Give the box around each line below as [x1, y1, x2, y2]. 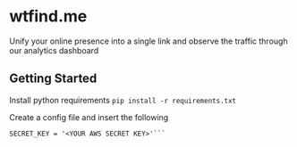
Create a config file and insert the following [9, 111, 169, 122]
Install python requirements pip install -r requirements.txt [9, 94, 237, 105]
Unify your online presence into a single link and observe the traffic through [9, 36, 288, 46]
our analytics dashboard [9, 45, 99, 55]
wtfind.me [9, 6, 88, 27]
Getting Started [9, 71, 98, 86]
